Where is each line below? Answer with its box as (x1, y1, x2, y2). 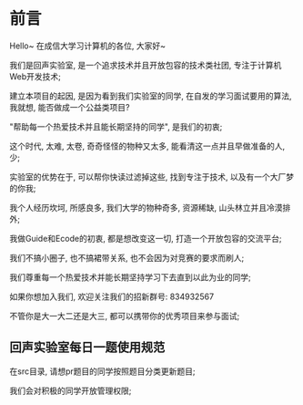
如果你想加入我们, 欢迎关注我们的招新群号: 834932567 (9, 291, 215, 302)
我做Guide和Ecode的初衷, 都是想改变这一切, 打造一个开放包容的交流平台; (9, 233, 282, 244)
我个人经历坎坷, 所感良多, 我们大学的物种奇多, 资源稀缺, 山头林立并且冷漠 (9, 202, 283, 213)
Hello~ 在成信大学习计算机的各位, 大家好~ (9, 40, 167, 51)
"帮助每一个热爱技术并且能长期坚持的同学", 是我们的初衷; (9, 120, 223, 132)
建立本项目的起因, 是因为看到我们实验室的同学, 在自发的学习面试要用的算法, (9, 90, 292, 101)
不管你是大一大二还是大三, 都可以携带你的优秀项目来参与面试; (9, 310, 240, 321)
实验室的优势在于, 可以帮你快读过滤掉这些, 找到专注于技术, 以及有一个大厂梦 (9, 171, 294, 182)
